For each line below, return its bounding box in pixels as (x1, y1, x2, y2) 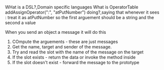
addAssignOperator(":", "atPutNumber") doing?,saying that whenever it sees (5, 9, 160, 15)
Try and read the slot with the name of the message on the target (12, 49, 144, 55)
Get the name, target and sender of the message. (12, 44, 112, 49)
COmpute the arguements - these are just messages (12, 39, 118, 45)
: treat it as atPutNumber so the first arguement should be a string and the (5, 15, 154, 20)
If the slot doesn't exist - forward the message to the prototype (12, 60, 140, 65)
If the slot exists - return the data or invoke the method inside (12, 54, 136, 60)
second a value (5, 20, 36, 25)
